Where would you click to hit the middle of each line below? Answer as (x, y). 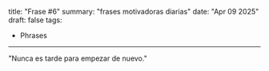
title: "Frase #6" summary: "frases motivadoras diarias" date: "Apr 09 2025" (134, 12)
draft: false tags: (35, 20)
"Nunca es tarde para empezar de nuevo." (78, 58)
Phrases (34, 35)
